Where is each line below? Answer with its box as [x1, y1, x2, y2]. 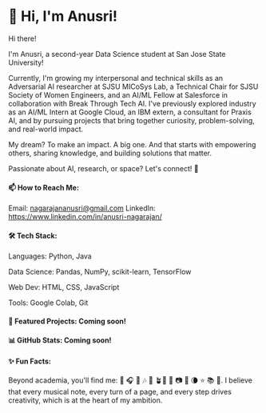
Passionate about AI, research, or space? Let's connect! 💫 [8, 163, 199, 173]
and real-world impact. [8, 124, 84, 134]
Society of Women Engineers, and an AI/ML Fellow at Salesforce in [8, 90, 228, 99]
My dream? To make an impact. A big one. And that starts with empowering [8, 139, 256, 149]
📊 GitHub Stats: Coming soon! [8, 335, 112, 345]
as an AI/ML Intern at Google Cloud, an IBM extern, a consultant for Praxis [8, 107, 252, 117]
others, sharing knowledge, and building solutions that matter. [8, 148, 212, 158]
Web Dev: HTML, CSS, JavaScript [8, 283, 120, 292]
